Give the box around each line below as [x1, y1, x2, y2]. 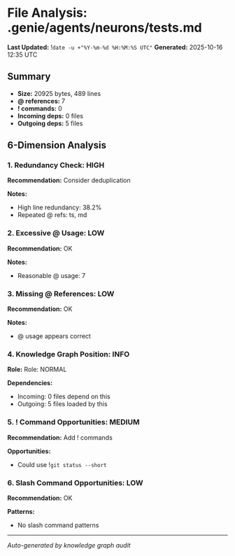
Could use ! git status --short [17, 460, 107, 468]
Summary [7, 71, 51, 83]
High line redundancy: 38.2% [17, 203, 102, 211]
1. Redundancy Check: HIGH [7, 160, 105, 170]
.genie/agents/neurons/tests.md [7, 20, 202, 36]
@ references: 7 [17, 97, 66, 105]
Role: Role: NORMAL [7, 366, 67, 374]
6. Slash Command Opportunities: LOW [7, 478, 143, 487]
